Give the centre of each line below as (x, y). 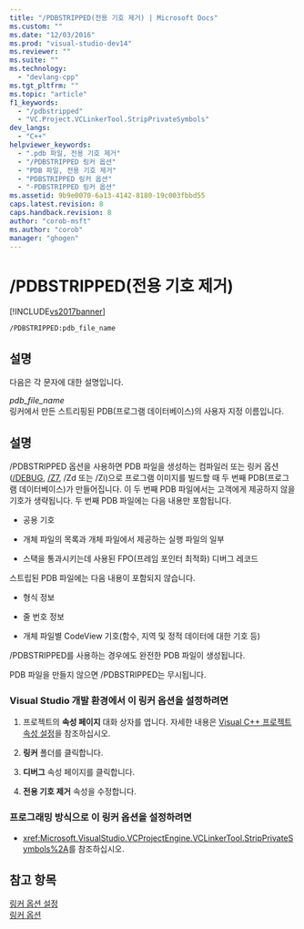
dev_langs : (30, 128)
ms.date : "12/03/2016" (52, 35)
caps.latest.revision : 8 (56, 204)
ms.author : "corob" (46, 230)
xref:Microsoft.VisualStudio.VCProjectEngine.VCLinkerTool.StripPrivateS (158, 838)
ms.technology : (38, 69)
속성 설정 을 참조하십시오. (66, 733)
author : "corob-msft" (51, 221)
